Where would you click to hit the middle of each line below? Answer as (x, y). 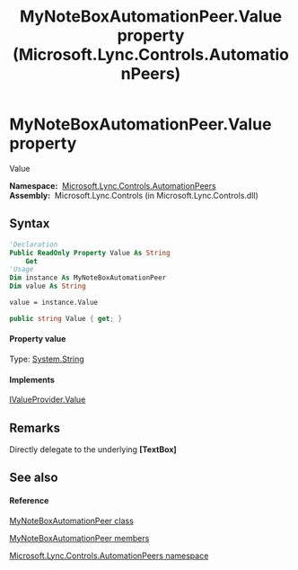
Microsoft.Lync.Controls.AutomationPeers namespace (109, 556)
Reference (29, 500)
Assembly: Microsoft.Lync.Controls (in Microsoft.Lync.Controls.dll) (134, 195)
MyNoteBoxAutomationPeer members (79, 538)
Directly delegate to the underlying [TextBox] (93, 449)
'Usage (22, 270)
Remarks (35, 427)
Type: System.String (47, 359)
